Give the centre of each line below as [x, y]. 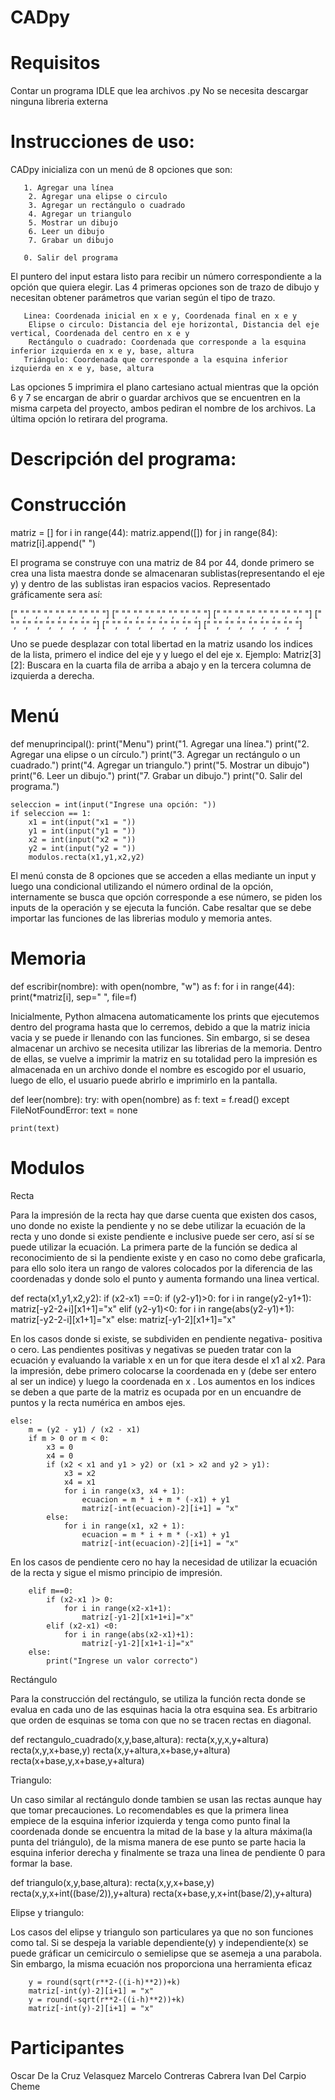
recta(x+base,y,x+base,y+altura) [77, 1760]
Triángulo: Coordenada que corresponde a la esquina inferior [155, 360]
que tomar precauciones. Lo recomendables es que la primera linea [149, 1810]
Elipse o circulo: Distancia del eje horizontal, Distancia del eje [174, 325]
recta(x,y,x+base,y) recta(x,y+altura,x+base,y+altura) [120, 1750]
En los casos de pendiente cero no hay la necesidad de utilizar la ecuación [164, 1562]
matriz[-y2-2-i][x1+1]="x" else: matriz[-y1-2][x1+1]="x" [123, 1319]
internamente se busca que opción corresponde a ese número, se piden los [166, 897]
